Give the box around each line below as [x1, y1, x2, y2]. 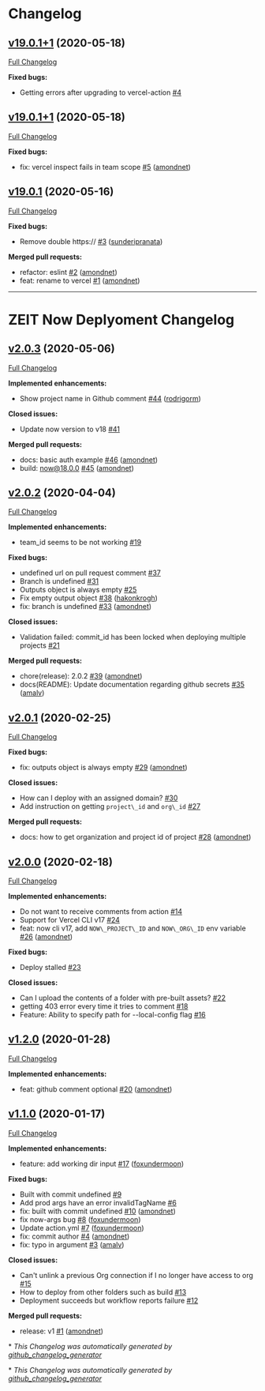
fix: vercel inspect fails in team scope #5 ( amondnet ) [19, 162, 192, 171]
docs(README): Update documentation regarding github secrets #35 [19, 680, 244, 690]
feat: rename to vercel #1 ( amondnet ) [19, 276, 140, 285]
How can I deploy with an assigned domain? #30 [19, 793, 178, 803]
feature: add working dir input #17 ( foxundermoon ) [19, 1159, 185, 1168]
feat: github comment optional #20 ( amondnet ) [19, 1084, 173, 1094]
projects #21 [19, 641, 61, 650]
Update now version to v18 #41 [19, 424, 121, 434]
